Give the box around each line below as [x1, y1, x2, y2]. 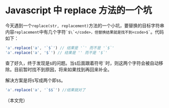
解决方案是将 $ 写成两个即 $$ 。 [5, 77, 66, 83]
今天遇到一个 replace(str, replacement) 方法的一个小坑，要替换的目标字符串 [5, 22, 164, 29]
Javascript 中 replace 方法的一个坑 [5, 5, 152, 16]
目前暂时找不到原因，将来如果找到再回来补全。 [14, 66, 112, 72]
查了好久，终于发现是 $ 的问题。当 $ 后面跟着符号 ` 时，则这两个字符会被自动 [5, 60, 159, 66]
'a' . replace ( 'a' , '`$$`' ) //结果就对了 [5, 87, 86, 92]
